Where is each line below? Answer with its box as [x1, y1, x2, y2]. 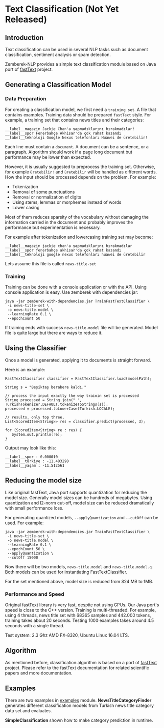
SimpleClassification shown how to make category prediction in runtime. [5, 717, 153, 723]
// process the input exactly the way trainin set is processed [5, 393, 139, 398]
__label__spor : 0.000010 [5, 454, 58, 459]
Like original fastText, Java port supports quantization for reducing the [5, 489, 147, 495]
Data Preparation [5, 95, 47, 102]
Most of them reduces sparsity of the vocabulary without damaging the [5, 214, 149, 220]
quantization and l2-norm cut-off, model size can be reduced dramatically [5, 500, 154, 505]
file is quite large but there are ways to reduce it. [5, 330, 103, 336]
